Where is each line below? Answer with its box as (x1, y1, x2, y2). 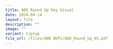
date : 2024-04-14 (5, 12, 42, 17)
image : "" (5, 27, 26, 32)
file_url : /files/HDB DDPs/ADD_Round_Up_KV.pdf (5, 36, 108, 41)
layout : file (5, 17, 33, 22)
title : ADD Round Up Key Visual (5, 7, 74, 13)
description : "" (5, 21, 40, 27)
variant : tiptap (5, 31, 40, 36)
